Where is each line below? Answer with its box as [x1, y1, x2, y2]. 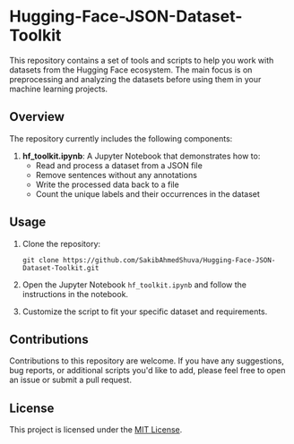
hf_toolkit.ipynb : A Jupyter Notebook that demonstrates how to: [22, 150, 261, 161]
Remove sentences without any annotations [35, 169, 197, 180]
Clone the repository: [22, 238, 101, 249]
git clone [22, 255, 60, 265]
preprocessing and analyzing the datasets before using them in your [9, 73, 262, 84]
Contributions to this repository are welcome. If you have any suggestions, [9, 355, 284, 366]
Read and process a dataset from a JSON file [35, 159, 203, 171]
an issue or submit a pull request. [9, 374, 133, 386]
